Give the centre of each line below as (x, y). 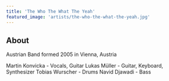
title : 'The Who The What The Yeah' (51, 11)
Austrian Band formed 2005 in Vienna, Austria (61, 54)
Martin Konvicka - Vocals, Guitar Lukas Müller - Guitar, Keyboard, (85, 66)
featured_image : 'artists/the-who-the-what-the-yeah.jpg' (78, 17)
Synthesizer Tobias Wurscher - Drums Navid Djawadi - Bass (79, 72)
